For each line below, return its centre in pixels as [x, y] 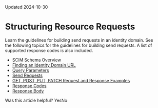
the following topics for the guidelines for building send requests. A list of [79, 45]
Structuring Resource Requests [70, 27]
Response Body [28, 91]
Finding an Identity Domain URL [44, 65]
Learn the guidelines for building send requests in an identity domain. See [79, 40]
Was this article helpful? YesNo [36, 100]
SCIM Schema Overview [37, 60]
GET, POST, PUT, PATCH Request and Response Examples [71, 80]
